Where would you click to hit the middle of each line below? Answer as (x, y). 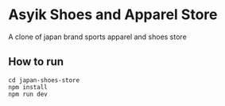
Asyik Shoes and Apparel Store (113, 15)
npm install (28, 87)
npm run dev (28, 94)
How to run (36, 62)
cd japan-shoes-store (44, 80)
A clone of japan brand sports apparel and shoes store (97, 37)
